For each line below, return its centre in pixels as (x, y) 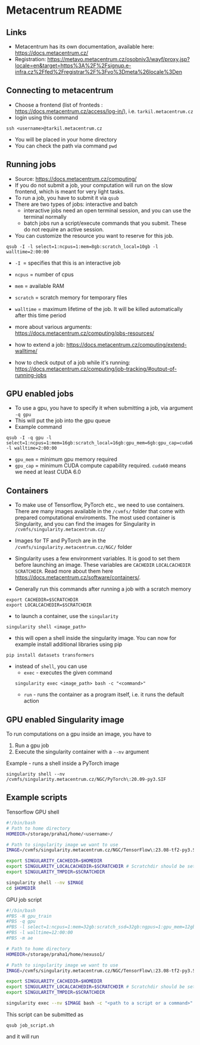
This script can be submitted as (45, 1014)
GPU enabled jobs (40, 394)
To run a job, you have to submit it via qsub (67, 197)
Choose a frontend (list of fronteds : (59, 105)
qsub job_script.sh (30, 1025)
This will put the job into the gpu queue (63, 420)
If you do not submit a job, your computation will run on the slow (93, 185)
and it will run (23, 1036)
